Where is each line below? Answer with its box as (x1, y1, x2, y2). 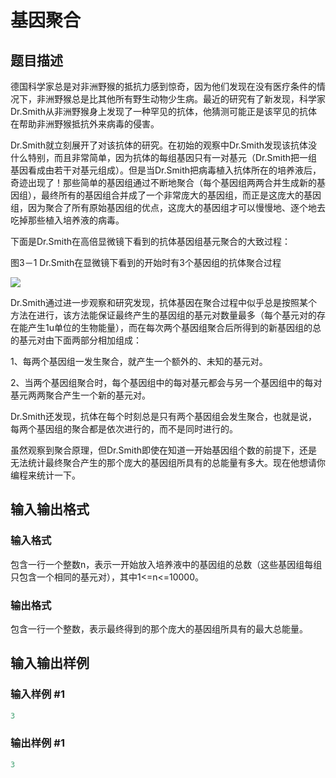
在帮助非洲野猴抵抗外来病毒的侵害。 (10, 118, 160, 130)
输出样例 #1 (10, 736, 65, 750)
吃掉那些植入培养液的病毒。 (10, 214, 125, 226)
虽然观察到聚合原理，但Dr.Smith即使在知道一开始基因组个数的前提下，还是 (10, 444, 318, 456)
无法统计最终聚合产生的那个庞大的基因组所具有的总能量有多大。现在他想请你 (10, 457, 326, 468)
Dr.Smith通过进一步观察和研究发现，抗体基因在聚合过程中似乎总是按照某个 (10, 297, 318, 308)
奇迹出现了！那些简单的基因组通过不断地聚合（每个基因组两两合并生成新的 (10, 177, 317, 188)
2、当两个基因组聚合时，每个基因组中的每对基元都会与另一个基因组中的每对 (10, 377, 323, 388)
